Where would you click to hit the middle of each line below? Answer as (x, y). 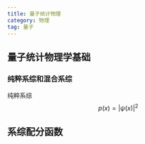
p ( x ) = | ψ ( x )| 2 (118, 107)
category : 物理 (29, 20)
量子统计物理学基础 (49, 57)
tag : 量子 (20, 27)
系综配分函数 (35, 132)
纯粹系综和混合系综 (40, 79)
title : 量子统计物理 (34, 14)
